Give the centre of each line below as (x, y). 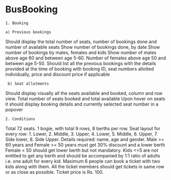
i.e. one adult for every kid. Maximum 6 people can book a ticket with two (83, 161)
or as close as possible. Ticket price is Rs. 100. (55, 172)
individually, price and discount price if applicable (58, 74)
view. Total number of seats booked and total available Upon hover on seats (85, 98)
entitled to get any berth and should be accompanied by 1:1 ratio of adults (83, 155)
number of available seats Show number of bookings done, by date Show (83, 47)
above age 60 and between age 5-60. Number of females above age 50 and (86, 58)
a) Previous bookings (28, 32)
